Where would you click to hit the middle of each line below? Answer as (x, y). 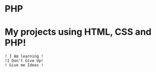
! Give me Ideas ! (24, 65)
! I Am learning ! (24, 56)
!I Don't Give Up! (24, 61)
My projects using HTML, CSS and (78, 32)
